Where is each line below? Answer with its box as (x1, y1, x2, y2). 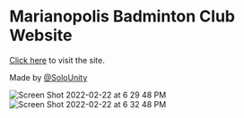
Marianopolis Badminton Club (9, 6, 236, 27)
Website (9, 25, 73, 46)
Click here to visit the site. (9, 55, 105, 65)
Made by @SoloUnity (9, 72, 88, 82)
